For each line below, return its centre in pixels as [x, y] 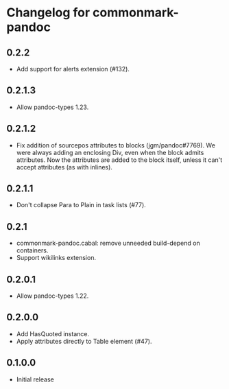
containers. [32, 250]
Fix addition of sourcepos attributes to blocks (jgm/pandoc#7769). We [116, 145]
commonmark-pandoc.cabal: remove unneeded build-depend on [108, 243]
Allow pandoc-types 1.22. [52, 296]
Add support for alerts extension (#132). [73, 69]
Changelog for [48, 13]
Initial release [35, 379]
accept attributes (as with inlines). [64, 167]
